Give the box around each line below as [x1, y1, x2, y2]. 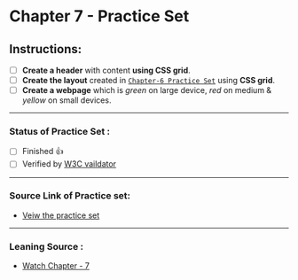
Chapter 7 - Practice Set [9, 6, 190, 27]
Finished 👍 [21, 146, 64, 157]
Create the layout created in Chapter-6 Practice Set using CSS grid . [21, 75, 276, 86]
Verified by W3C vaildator [21, 159, 117, 169]
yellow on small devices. [21, 95, 112, 105]
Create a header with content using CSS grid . [21, 65, 191, 75]
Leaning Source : [9, 240, 84, 253]
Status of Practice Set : [9, 126, 111, 138]
